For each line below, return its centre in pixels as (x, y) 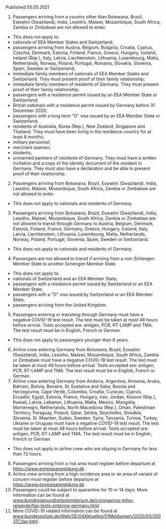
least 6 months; (29, 137)
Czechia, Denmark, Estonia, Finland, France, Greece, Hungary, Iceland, (85, 53)
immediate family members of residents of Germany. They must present (86, 84)
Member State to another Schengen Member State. (65, 264)
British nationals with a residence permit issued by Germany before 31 (84, 105)
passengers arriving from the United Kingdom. (60, 305)
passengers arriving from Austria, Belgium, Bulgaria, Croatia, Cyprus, (83, 47)
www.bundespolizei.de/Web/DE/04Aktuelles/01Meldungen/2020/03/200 (87, 516)
